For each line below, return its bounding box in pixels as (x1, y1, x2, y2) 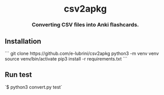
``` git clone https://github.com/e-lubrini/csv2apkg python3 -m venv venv (5, 50, 159, 56)
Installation (5, 37, 41, 46)
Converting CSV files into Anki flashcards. (32, 21, 139, 28)
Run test (5, 71, 32, 79)
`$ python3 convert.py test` (5, 84, 62, 90)
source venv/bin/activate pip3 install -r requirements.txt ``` (5, 55, 128, 61)
